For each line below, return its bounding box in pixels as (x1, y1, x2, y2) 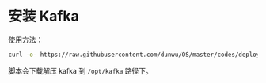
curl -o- (8, 51, 37, 58)
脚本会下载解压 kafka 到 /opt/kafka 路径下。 (8, 66, 153, 75)
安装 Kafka (8, 7, 79, 25)
